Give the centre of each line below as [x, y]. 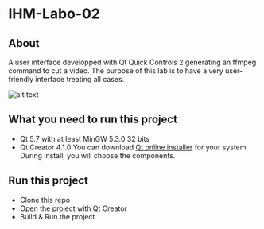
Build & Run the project [57, 216]
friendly [21, 79]
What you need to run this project [93, 120]
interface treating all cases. [80, 79]
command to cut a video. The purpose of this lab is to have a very [116, 71]
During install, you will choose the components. [97, 155]
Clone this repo [45, 200]
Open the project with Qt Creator [73, 208]
